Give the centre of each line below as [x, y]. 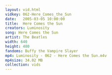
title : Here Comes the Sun [34, 23]
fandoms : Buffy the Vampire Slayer [42, 51]
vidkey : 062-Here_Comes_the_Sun [38, 14]
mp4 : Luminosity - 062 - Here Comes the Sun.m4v [56, 56]
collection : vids [23, 65]
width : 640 [16, 42]
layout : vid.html [23, 10]
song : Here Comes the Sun [32, 33]
